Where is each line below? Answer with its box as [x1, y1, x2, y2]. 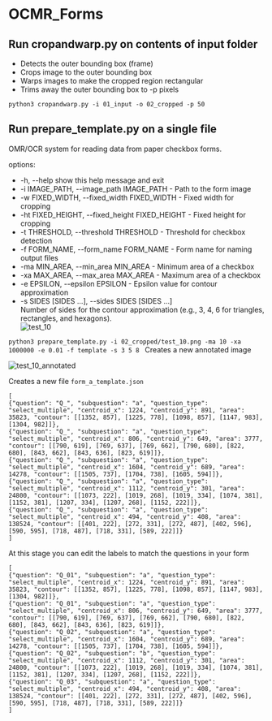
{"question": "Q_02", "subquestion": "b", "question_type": [8, 649, 217, 658]
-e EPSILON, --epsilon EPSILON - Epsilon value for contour [19, 278, 218, 288]
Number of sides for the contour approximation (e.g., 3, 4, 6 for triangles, [19, 304, 266, 314]
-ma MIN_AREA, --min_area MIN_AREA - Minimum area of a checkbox [19, 261, 255, 271]
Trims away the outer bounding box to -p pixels [19, 84, 179, 94]
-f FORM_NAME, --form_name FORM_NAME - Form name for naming [19, 244, 253, 254]
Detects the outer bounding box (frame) [19, 58, 154, 68]
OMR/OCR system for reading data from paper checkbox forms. [8, 144, 222, 153]
